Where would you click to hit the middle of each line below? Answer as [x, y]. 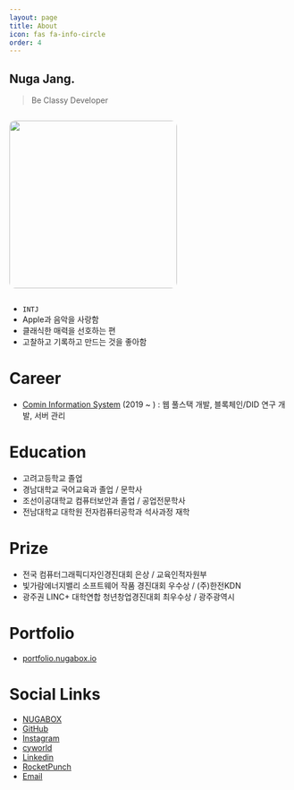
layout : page [34, 17]
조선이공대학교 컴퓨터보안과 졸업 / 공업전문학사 [104, 500]
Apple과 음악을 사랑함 [61, 319]
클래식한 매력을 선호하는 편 [69, 331]
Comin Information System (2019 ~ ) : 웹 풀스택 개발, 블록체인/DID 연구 [149, 404]
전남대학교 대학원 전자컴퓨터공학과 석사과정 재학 [106, 512]
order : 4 [25, 42]
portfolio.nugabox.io [59, 658]
